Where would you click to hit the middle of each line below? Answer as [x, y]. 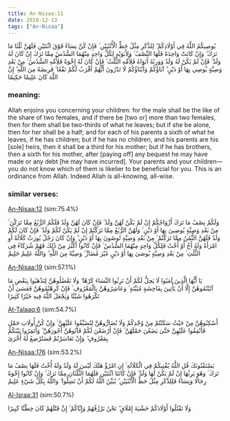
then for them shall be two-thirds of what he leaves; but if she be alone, [109, 124]
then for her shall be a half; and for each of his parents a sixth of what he [111, 132]
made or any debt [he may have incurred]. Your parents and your [100, 161]
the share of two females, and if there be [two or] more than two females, [112, 117]
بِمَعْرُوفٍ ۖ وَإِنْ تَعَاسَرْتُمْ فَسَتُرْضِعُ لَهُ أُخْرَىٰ [58, 338]
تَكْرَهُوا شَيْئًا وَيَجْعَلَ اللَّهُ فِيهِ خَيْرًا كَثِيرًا [54, 296]
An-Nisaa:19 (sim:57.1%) [42, 267]
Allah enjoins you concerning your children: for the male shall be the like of [114, 110]
